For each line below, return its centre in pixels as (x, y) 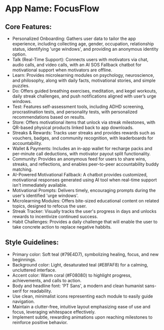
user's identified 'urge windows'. (45, 196)
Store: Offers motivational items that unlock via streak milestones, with (84, 122)
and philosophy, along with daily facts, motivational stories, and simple (84, 80)
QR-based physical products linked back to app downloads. (73, 128)
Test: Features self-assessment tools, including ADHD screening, (78, 107)
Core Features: (28, 27)
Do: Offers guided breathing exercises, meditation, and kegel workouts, (84, 91)
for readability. (38, 291)
